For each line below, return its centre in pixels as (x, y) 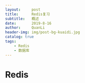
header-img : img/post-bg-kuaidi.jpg (42, 32)
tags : (11, 41)
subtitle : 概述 (22, 19)
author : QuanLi (25, 28)
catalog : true (20, 37)
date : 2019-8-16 (28, 23)
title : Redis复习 (28, 14)
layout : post (23, 10)
